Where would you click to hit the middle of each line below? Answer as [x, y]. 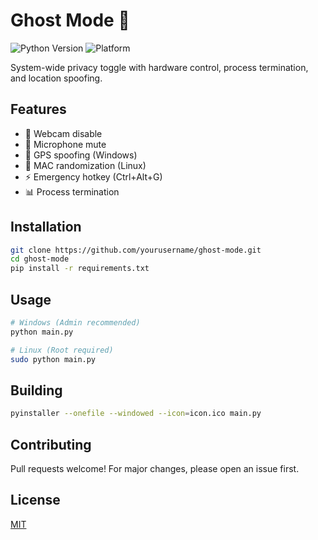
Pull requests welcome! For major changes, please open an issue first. [155, 468]
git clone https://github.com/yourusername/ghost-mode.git [136, 250]
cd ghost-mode [40, 259]
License [35, 500]
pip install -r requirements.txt [80, 269]
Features [38, 109]
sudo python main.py [53, 359]
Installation [46, 227]
